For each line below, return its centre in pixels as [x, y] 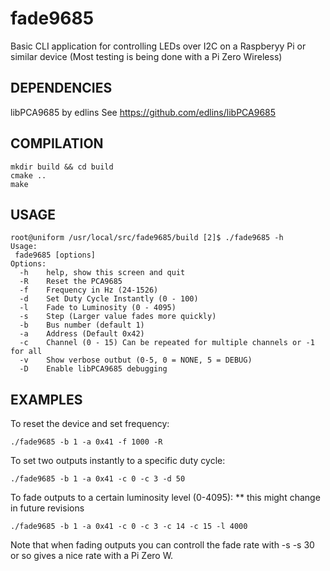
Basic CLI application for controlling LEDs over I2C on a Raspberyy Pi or [158, 46]
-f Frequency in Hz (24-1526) [89, 290]
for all [26, 352]
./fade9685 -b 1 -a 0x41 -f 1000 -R [86, 442]
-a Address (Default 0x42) [82, 334]
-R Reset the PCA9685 [71, 282]
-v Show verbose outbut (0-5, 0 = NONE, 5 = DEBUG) [136, 360]
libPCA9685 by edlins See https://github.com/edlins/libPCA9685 [143, 112]
